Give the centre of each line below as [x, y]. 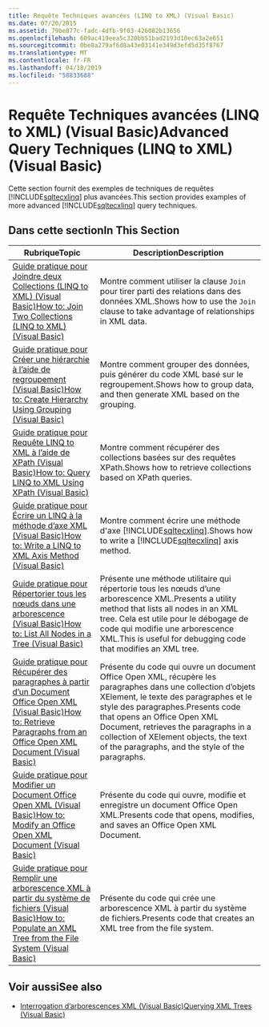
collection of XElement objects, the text [173, 737]
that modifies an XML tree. [149, 649]
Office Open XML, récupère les [158, 677]
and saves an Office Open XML [158, 825]
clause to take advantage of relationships [177, 312]
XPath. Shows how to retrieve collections [176, 468]
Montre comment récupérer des [160, 448]
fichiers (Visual [41, 908]
